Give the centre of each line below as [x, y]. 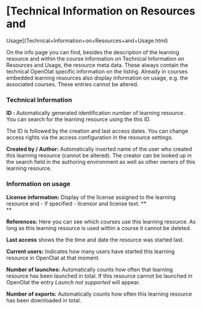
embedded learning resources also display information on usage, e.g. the [97, 78]
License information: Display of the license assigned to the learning [91, 197]
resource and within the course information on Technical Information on [95, 58]
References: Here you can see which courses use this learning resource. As [101, 222]
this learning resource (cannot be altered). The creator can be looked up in [99, 155]
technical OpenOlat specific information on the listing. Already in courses [97, 71]
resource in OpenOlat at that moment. [53, 258]
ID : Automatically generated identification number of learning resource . [96, 113]
